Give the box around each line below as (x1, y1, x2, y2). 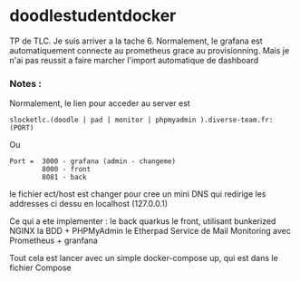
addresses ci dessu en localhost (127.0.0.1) (9, 199, 169, 209)
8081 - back (42, 173, 88, 182)
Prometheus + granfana (9, 235, 98, 246)
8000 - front (42, 165, 92, 174)
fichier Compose (9, 262, 73, 273)
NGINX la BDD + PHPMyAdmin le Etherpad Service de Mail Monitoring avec (9, 226, 292, 237)
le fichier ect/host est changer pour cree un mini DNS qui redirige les (9, 189, 266, 199)
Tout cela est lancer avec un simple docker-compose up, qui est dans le (9, 253, 278, 264)
